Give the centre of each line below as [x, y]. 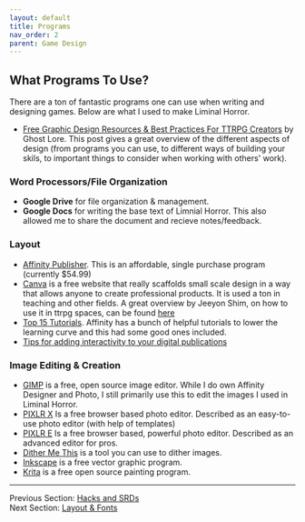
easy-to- [275, 414]
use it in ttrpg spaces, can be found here [98, 312]
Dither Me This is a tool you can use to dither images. [122, 452]
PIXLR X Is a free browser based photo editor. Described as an [139, 414]
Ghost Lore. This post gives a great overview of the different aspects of [156, 139]
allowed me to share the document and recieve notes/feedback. [142, 221]
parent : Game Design [49, 43]
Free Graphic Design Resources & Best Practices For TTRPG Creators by [158, 129]
